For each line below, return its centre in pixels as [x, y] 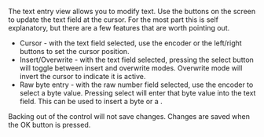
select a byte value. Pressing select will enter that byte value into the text [137, 93]
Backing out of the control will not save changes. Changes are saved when [129, 116]
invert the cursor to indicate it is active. [82, 76]
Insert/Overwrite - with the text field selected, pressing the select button [136, 59]
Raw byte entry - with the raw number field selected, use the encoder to [136, 85]
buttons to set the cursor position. [74, 51]
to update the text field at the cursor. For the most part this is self [113, 20]
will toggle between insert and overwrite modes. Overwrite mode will [131, 68]
